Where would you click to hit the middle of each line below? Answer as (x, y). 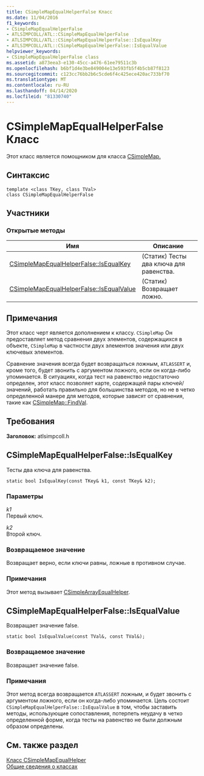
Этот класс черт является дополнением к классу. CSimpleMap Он (90, 332)
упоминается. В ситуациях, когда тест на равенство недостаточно (93, 376)
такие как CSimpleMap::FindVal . (47, 402)
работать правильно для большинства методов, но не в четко (114, 390)
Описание (168, 246)
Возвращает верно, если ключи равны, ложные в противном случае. (96, 563)
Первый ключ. (25, 516)
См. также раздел (42, 745)
